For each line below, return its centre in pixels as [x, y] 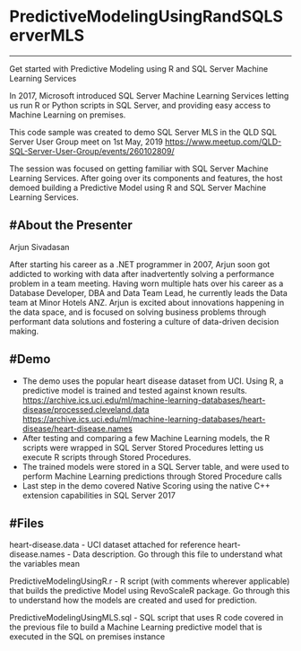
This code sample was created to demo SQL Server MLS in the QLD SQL [143, 132]
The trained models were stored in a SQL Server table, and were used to [155, 466]
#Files [27, 523]
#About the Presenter [71, 226]
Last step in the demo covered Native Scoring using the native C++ [146, 485]
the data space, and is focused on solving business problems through [138, 312]
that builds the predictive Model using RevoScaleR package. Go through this [150, 591]
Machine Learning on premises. [68, 115]
